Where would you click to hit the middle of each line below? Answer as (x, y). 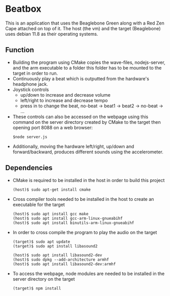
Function (20, 50)
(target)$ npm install (37, 288)
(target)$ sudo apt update (41, 242)
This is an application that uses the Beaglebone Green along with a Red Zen (85, 23)
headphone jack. (30, 84)
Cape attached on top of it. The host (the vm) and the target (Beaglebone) (83, 28)
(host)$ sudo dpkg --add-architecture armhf (61, 259)
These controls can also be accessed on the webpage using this (80, 117)
